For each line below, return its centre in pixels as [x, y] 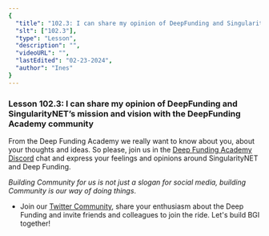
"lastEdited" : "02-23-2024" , [64, 61]
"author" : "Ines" [44, 68]
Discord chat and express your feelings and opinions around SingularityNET [133, 158]
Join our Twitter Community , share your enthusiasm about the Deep [132, 206]
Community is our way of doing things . [72, 190]
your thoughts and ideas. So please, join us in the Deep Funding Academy [130, 149]
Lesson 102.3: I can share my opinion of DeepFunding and [123, 104]
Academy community [51, 124]
